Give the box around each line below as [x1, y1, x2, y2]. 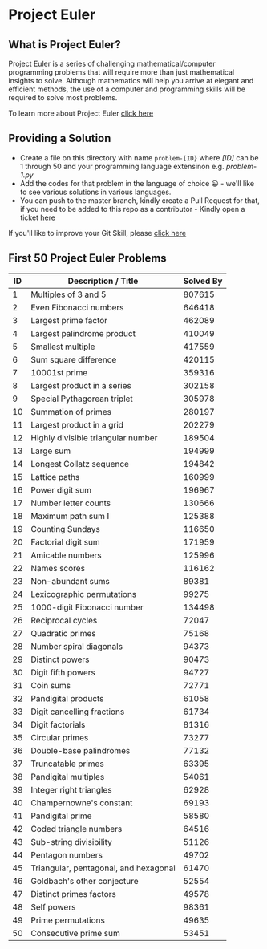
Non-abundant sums [30, 575, 111, 586]
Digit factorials [30, 719, 86, 730]
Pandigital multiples [30, 771, 105, 782]
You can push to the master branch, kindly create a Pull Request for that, [19, 195, 261, 205]
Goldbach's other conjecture [30, 875, 139, 886]
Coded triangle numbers [30, 823, 123, 834]
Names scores [30, 562, 86, 574]
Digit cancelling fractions [30, 706, 125, 717]
